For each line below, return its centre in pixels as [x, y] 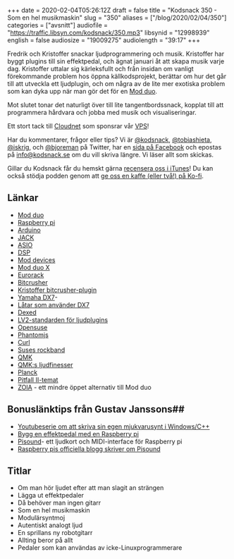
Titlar [19, 471]
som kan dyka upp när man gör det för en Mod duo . [82, 91]
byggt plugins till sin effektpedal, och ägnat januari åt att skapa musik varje [116, 61]
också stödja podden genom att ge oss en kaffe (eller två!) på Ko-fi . [106, 176]
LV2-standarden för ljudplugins [62, 319]
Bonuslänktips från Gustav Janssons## [96, 409]
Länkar [23, 198]
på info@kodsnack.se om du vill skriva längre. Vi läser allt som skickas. [110, 155]
